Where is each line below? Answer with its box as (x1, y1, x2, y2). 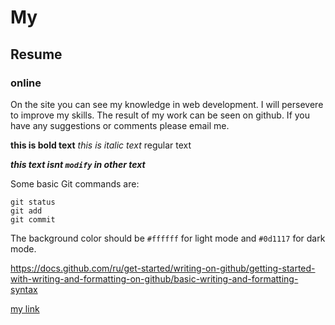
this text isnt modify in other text (10, 158, 146, 170)
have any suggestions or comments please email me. (10, 119, 230, 131)
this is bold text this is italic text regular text (10, 139, 192, 151)
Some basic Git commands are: (10, 177, 140, 190)
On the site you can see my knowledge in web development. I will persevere (10, 98, 324, 110)
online (10, 76, 42, 90)
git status (10, 197, 56, 207)
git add (10, 206, 43, 216)
